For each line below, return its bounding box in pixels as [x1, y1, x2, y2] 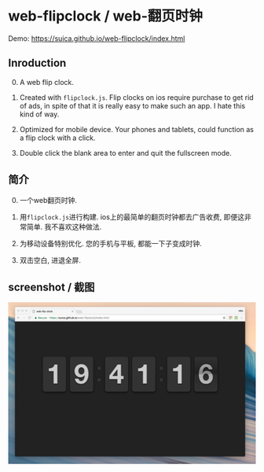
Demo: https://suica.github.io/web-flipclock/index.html [8, 33, 185, 43]
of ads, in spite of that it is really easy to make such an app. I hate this [19, 101, 246, 110]
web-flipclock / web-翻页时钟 [8, 7, 203, 25]
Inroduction [8, 57, 67, 70]
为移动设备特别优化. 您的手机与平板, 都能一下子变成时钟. [19, 238, 202, 248]
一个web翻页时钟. [19, 195, 77, 205]
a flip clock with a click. [19, 133, 96, 142]
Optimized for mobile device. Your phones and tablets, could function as [19, 124, 254, 134]
